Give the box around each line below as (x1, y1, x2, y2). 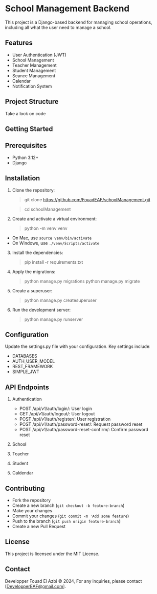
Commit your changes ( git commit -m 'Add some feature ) (12, 513, 129, 519)
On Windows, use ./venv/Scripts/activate (12, 240, 100, 246)
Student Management (12, 67, 56, 73)
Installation (5, 174, 40, 183)
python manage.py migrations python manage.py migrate (24, 278, 140, 284)
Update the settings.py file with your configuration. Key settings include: (5, 344, 151, 349)
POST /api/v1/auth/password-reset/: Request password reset (19, 421, 143, 427)
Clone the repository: (12, 187, 55, 193)
